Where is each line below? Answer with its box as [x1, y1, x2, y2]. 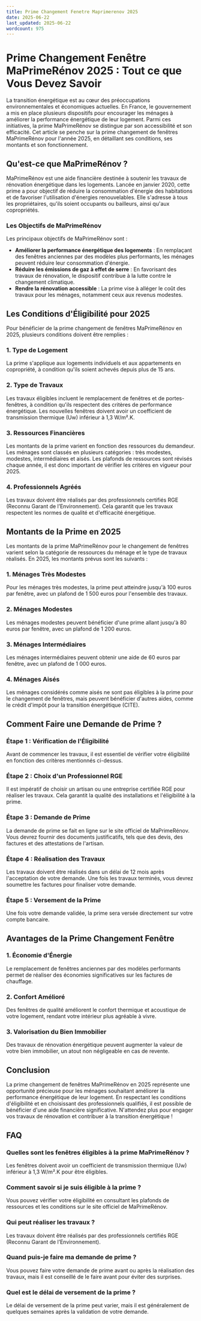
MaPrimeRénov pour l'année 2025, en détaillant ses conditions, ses [6, 135, 173, 142]
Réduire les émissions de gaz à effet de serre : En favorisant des [14, 266, 177, 273]
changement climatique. [14, 278, 75, 286]
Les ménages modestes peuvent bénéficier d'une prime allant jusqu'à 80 [6, 619, 187, 626]
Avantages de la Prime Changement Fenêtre [6, 933, 175, 944]
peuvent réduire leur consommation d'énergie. [14, 259, 130, 267]
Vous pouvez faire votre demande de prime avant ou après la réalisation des [6, 1266, 195, 1274]
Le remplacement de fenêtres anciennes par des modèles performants [6, 965, 181, 972]
